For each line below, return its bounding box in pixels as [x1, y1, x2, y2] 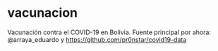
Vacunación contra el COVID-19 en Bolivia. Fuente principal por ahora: [7, 28, 212, 36]
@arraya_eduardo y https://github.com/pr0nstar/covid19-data [7, 35, 187, 43]
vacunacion [7, 5, 78, 21]
